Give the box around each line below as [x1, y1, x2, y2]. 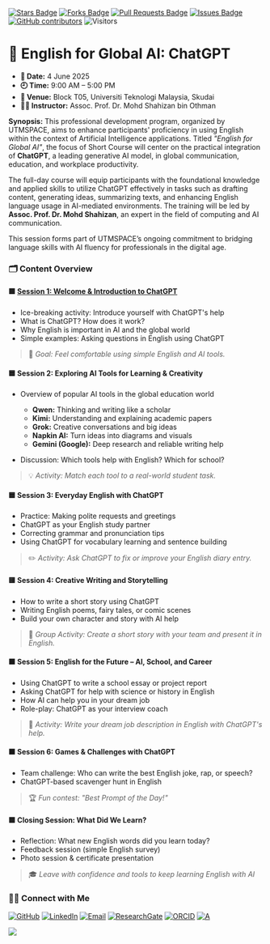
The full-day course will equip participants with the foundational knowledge [8, 175, 260, 185]
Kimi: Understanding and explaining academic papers [32, 414, 213, 423]
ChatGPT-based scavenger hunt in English [19, 777, 162, 787]
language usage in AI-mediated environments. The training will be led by [8, 201, 251, 210]
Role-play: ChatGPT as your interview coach [19, 704, 168, 713]
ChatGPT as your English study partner [19, 520, 151, 529]
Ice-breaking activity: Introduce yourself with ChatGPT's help [19, 308, 225, 317]
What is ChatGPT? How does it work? [19, 317, 146, 326]
